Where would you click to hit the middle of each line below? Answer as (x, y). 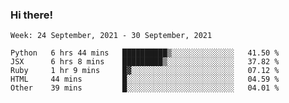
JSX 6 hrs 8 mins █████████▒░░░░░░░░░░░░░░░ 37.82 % (145, 62)
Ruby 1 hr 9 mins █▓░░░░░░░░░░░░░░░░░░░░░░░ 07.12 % (145, 71)
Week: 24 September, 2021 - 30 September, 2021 (111, 36)
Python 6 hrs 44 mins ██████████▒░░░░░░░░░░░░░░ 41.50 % (145, 53)
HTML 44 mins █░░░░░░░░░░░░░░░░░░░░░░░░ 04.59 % (145, 79)
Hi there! (32, 15)
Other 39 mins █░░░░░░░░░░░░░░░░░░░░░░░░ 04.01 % (145, 88)
